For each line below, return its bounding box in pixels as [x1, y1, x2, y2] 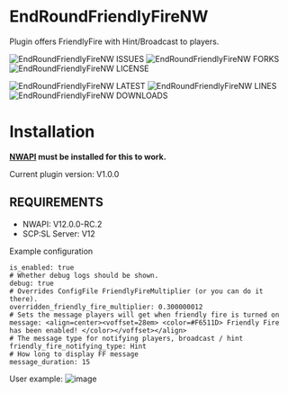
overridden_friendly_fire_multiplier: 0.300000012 [9, 302, 203, 311]
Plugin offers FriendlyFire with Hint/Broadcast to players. [9, 36, 220, 47]
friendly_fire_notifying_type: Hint [9, 342, 147, 351]
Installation [9, 121, 95, 142]
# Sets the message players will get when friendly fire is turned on [9, 310, 280, 319]
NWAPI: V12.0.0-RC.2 [22, 219, 103, 229]
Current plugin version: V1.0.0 [9, 168, 120, 179]
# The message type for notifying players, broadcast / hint [9, 334, 244, 343]
